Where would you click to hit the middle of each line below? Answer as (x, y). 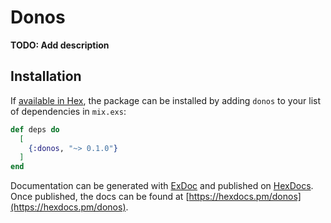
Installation (46, 76)
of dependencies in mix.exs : (68, 111)
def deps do (35, 129)
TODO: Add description (60, 45)
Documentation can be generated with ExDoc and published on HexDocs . (162, 186)
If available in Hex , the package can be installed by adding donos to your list (166, 100)
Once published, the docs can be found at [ (100, 197)
